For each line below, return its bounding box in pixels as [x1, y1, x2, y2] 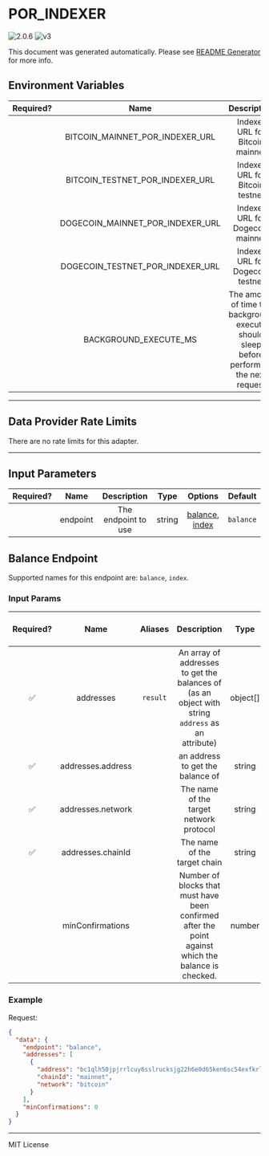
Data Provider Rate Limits [8, 415, 138, 429]
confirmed [179, 910, 219, 922]
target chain [177, 857, 223, 868]
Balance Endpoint [8, 552, 98, 565]
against [185, 940, 214, 951]
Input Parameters [8, 466, 97, 480]
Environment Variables [8, 79, 125, 92]
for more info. [8, 55, 54, 65]
